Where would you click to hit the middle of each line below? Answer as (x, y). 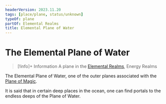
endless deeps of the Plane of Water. (43, 96)
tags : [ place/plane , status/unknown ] (44, 14)
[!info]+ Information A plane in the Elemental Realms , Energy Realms (87, 66)
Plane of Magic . (21, 81)
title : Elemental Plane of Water (40, 28)
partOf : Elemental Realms (32, 24)
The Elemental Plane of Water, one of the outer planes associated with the (81, 76)
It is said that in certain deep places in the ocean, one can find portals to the (83, 91)
